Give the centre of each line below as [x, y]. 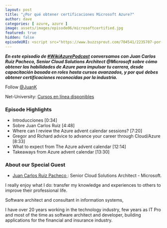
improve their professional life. [36, 190]
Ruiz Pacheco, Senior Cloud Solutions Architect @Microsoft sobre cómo [81, 61]
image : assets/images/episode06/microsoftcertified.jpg [64, 28]
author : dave [19, 19]
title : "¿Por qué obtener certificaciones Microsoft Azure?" [70, 14]
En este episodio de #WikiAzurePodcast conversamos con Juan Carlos [80, 56]
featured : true [21, 33]
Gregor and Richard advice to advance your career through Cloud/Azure [86, 136]
